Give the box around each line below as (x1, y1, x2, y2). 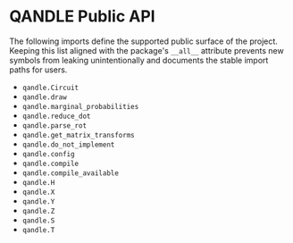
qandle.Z (21, 206, 55, 215)
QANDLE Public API (9, 6, 155, 27)
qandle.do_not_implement (21, 140, 115, 149)
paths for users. (9, 64, 68, 75)
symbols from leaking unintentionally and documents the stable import (9, 54, 269, 65)
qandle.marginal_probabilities (21, 102, 139, 111)
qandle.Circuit (21, 83, 80, 92)
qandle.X (21, 188, 55, 197)
